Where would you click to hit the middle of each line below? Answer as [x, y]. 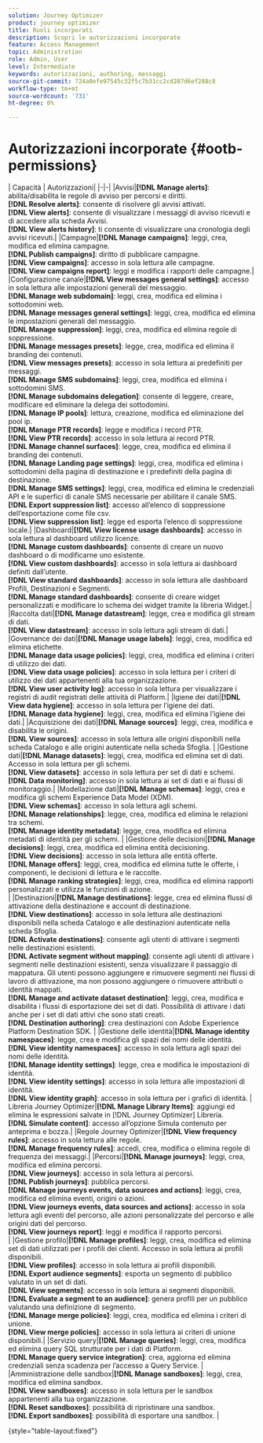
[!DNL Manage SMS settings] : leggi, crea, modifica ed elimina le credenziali [131, 488]
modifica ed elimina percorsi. [55, 1165]
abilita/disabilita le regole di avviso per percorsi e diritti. [97, 196]
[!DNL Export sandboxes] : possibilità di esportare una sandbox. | [114, 1415]
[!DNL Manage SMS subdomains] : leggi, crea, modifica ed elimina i [118, 380]
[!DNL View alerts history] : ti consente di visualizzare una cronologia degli [129, 230]
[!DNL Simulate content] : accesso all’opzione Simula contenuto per [117, 1123]
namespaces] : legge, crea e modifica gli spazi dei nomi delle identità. [121, 1040]
